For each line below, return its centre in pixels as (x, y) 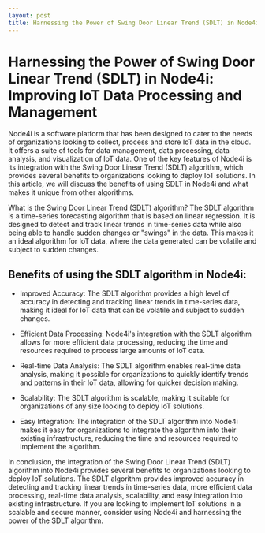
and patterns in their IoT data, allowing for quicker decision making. (129, 382)
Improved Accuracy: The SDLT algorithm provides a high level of (124, 293)
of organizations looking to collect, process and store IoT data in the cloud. (130, 142)
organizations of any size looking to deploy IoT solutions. (112, 406)
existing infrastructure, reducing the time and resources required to (129, 438)
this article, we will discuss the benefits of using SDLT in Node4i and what (128, 184)
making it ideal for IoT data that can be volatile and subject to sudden (132, 310)
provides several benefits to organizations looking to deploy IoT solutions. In (132, 176)
